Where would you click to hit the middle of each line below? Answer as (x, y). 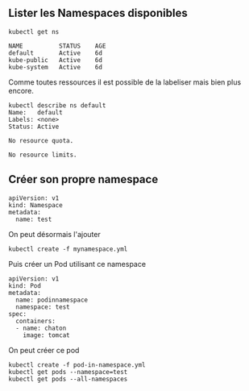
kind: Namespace (35, 205)
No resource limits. (43, 155)
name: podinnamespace (52, 300)
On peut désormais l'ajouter (54, 234)
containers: (36, 321)
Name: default (35, 112)
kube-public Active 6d (56, 60)
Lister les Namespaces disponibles (98, 13)
